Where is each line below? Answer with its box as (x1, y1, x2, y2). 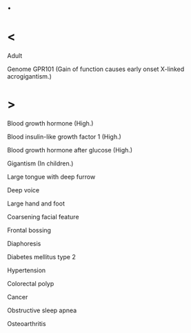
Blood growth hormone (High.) (7, 119, 94, 128)
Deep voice (7, 186, 40, 194)
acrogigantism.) (7, 72, 52, 81)
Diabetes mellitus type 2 (7, 253, 76, 261)
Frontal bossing (7, 226, 52, 234)
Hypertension (7, 266, 46, 274)
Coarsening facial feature (7, 213, 79, 221)
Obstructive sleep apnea (7, 306, 77, 314)
